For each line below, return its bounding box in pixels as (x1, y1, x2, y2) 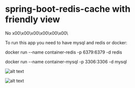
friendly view (5, 14, 60, 25)
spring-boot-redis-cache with (5, 3, 131, 15)
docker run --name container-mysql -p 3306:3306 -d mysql (5, 59, 127, 64)
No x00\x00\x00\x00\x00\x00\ (5, 30, 68, 36)
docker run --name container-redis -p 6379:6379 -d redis (5, 49, 122, 55)
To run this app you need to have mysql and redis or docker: (5, 39, 128, 45)
